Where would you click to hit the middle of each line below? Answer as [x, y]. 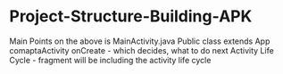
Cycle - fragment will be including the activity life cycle [110, 60]
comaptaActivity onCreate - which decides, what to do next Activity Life [141, 50]
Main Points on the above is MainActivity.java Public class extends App [140, 41]
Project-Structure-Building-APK [131, 16]
